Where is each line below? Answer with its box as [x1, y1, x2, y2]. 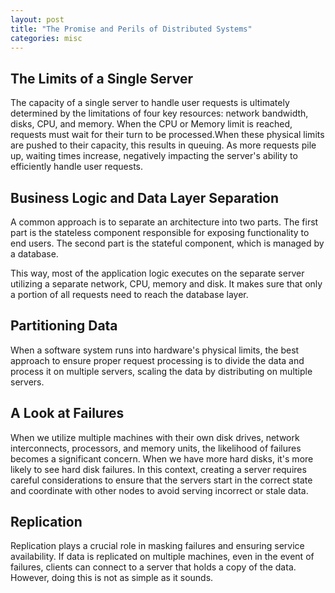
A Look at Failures [10, 405, 125, 422]
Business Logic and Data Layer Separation [10, 189, 280, 206]
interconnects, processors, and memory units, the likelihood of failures [10, 442, 302, 454]
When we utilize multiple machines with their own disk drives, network [10, 431, 300, 443]
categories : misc [10, 33, 83, 43]
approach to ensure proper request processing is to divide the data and [10, 354, 305, 366]
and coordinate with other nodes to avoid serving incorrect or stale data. [10, 484, 309, 496]
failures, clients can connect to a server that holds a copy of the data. [10, 561, 297, 573]
